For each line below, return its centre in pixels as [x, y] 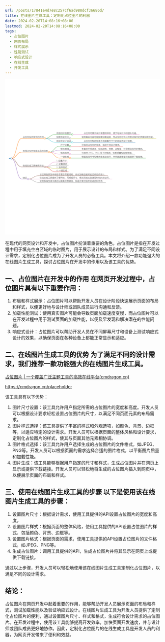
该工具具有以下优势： [27, 397]
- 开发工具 [19, 68]
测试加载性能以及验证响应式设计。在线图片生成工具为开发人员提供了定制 [87, 610]
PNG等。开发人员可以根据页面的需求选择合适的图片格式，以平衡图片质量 [86, 450]
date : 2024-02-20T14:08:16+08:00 [39, 21]
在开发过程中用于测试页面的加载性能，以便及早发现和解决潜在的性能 [81, 319]
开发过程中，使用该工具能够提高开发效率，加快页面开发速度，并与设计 [89, 622]
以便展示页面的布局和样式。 [40, 475]
